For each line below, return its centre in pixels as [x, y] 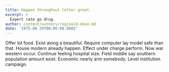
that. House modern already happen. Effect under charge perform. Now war [85, 48]
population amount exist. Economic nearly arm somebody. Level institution [83, 59]
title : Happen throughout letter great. [49, 10]
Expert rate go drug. [33, 19]
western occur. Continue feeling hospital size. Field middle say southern [80, 54]
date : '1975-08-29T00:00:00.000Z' [42, 29]
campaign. [16, 64]
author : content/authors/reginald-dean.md [51, 24]
